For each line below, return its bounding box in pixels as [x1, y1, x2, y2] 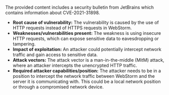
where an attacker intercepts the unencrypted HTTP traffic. [12, 63, 137, 68]
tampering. [12, 41, 36, 47]
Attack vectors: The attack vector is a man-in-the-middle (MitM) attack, [12, 57, 164, 63]
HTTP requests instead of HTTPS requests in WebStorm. [12, 25, 132, 31]
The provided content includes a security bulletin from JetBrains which [5, 5, 154, 10]
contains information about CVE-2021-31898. [5, 10, 100, 16]
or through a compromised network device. [12, 84, 104, 90]
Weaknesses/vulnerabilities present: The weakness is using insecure [12, 30, 161, 36]
